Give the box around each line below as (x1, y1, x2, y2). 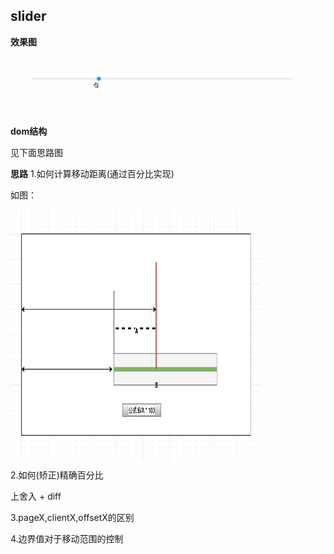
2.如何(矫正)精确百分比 (10, 469, 104, 481)
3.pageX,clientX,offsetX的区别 (10, 512, 135, 524)
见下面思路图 (10, 147, 63, 159)
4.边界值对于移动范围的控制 (10, 533, 124, 545)
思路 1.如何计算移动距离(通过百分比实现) (10, 168, 175, 180)
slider (10, 8, 47, 25)
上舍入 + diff (10, 490, 62, 503)
